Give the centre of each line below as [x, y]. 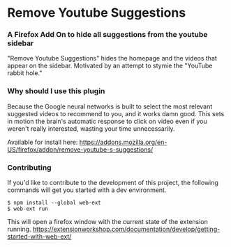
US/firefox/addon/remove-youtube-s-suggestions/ [80, 149]
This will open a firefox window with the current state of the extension [107, 222]
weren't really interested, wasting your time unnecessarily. [91, 128]
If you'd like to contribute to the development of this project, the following [113, 183]
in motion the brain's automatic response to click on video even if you [107, 121]
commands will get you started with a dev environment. [87, 190]
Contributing [29, 167]
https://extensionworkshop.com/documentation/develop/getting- [126, 229]
